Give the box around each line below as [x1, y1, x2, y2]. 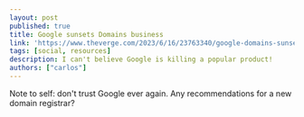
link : [9, 38, 30, 48]
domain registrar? [9, 97, 75, 108]
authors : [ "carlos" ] [9, 64, 88, 73]
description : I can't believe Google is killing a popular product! [9, 55, 273, 64]
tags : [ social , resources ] [9, 47, 111, 56]
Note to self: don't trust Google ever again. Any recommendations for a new [9, 87, 292, 99]
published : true [9, 22, 71, 31]
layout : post [9, 13, 59, 22]
